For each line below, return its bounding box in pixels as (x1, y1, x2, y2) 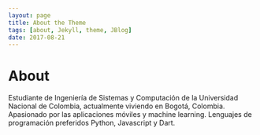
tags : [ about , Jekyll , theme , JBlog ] (8, 26, 132, 34)
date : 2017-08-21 (8, 33, 65, 42)
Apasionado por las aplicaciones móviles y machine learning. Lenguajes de (8, 110, 252, 119)
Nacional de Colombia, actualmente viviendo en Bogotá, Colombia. (8, 101, 225, 111)
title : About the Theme (8, 19, 87, 27)
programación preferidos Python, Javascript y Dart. (8, 119, 176, 128)
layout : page (8, 11, 51, 20)
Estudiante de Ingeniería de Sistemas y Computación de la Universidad (8, 93, 239, 103)
